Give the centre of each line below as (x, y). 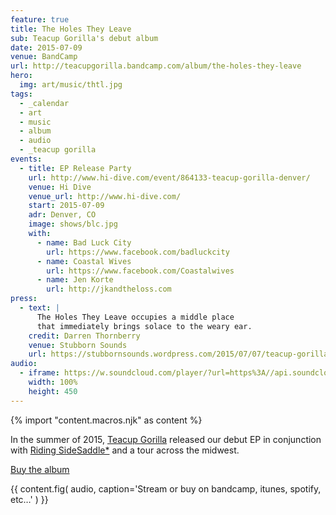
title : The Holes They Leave (71, 29)
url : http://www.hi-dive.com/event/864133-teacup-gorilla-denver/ (169, 177)
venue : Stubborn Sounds (78, 345)
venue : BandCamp (44, 57)
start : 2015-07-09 (66, 206)
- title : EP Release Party (75, 168)
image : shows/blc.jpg (73, 224)
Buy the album (40, 469)
